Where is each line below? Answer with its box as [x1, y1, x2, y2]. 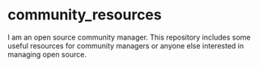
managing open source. [7, 49, 87, 59]
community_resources [7, 6, 163, 24]
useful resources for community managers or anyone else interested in [7, 40, 244, 50]
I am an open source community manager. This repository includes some [7, 32, 251, 42]
